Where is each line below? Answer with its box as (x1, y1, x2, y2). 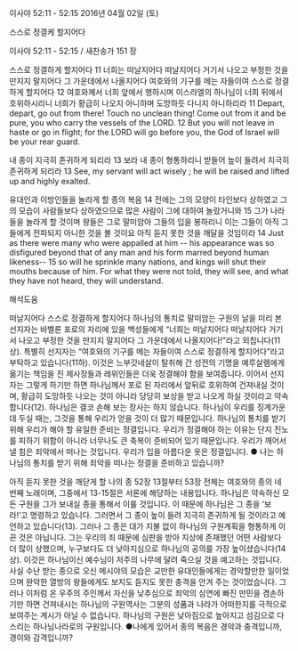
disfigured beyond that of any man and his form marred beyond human (9, 248, 270, 257)
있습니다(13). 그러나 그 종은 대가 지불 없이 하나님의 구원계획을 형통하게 (32, 521, 278, 532)
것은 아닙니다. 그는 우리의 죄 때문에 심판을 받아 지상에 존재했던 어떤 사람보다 (18, 533, 282, 542)
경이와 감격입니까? (9, 632, 74, 643)
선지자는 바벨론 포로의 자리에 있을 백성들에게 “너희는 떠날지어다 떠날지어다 (9, 324, 267, 334)
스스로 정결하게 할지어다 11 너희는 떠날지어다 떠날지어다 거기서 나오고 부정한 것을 (9, 65, 289, 75)
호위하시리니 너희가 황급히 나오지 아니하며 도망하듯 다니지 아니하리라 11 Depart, (9, 98, 286, 109)
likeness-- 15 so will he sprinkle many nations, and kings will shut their (9, 256, 267, 267)
